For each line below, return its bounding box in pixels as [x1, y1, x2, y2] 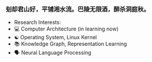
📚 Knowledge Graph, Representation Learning [13, 40, 127, 47]
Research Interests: [13, 19, 61, 26]
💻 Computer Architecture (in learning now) [13, 25, 119, 33]
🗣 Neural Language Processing [13, 49, 92, 56]
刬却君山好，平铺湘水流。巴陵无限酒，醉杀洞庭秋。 [5, 5, 150, 13]
